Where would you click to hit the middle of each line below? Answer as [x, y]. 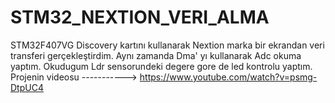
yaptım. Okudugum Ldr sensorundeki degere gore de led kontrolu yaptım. [161, 66]
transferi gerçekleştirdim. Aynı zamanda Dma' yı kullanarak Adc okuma [156, 55]
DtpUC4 [27, 87]
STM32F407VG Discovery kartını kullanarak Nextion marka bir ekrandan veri [167, 45]
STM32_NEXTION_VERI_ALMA [140, 17]
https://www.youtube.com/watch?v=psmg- [228, 77]
